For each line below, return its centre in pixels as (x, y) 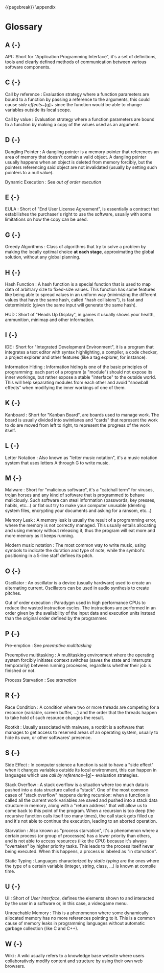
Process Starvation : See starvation (41, 680)
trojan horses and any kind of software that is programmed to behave (75, 495)
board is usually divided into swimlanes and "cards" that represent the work (82, 420)
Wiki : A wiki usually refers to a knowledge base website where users (75, 956)
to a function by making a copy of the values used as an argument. (72, 124)
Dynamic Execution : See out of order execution (53, 182)
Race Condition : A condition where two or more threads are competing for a (82, 707)
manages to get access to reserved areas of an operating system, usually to (82, 732)
